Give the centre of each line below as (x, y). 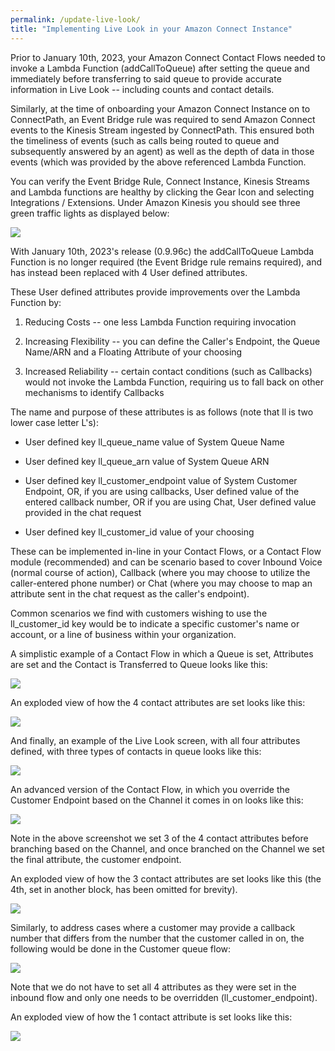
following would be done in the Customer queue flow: (121, 948)
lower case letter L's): (54, 422)
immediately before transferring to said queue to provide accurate (146, 78)
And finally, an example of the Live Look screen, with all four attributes (155, 740)
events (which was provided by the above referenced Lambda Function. (158, 162)
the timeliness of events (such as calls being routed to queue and (145, 140)
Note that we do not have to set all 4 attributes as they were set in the (153, 987)
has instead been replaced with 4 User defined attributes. (129, 272)
